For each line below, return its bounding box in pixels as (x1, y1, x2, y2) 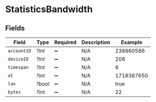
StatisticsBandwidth (5, 4, 93, 15)
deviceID (8, 56, 29, 62)
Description (81, 39, 110, 46)
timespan (8, 64, 29, 70)
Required (54, 39, 77, 46)
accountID (8, 48, 31, 54)
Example (121, 39, 143, 46)
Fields (5, 24, 25, 32)
